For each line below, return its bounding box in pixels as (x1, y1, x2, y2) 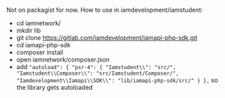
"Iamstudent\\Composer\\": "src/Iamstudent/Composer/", (16, 70, 179, 77)
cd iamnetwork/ (16, 19, 61, 27)
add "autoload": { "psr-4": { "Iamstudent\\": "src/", (16, 63, 176, 71)
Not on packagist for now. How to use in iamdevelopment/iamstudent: (6, 6, 203, 14)
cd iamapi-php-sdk (16, 41, 71, 49)
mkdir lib (16, 27, 41, 34)
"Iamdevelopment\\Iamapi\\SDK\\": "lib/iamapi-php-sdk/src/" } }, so (16, 76, 218, 84)
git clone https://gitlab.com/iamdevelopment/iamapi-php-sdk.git (16, 34, 198, 42)
